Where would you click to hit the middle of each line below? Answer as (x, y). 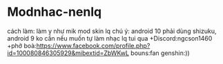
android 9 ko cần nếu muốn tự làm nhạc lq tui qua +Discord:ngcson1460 (110, 38)
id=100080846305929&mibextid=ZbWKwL (68, 53)
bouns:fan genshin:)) (160, 53)
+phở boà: (22, 45)
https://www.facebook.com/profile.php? (93, 45)
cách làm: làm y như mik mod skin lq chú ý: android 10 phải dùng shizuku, (112, 31)
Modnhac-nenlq (55, 12)
